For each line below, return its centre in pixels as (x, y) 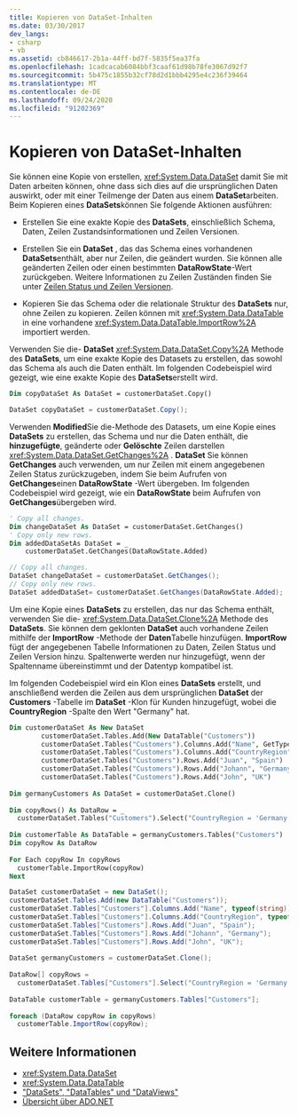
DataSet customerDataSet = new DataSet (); (89, 892)
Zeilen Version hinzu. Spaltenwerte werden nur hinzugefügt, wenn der (137, 656)
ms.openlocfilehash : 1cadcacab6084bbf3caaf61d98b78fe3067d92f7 (129, 67)
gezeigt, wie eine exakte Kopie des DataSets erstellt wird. (114, 377)
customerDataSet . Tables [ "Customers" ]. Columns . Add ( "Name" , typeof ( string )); (152, 909)
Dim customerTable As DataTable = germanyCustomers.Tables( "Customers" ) (146, 835)
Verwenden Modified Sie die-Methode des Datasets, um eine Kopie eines (143, 426)
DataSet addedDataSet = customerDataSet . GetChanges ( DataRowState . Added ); (146, 592)
